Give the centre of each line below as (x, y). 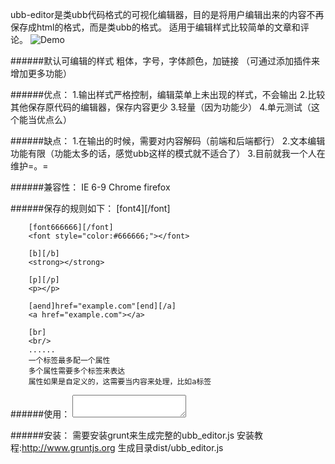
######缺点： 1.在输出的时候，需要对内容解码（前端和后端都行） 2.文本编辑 (168, 141)
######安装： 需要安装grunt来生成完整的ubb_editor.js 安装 (132, 435)
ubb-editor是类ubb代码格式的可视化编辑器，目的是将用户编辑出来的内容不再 (167, 14)
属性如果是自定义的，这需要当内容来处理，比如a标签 (120, 382)
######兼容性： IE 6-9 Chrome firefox (90, 187)
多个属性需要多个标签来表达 (77, 371)
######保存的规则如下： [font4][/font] (90, 208)
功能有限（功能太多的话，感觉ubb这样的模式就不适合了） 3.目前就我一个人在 (168, 153)
